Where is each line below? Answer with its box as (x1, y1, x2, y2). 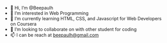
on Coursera (10, 21, 37, 27)
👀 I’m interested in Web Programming (10, 10, 89, 16)
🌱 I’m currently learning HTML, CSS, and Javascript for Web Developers (10, 16, 162, 21)
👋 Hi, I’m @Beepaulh (10, 5, 54, 11)
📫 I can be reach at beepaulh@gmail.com (10, 32, 99, 38)
